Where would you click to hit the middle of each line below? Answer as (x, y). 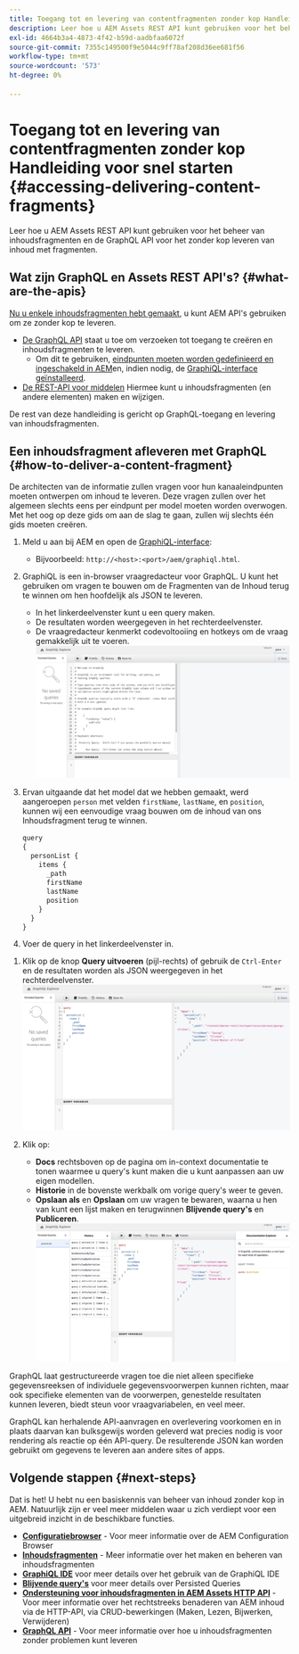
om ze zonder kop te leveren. (63, 322)
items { (53, 864)
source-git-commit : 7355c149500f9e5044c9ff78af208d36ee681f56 (127, 47)
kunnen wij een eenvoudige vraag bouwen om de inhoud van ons (142, 811)
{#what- (265, 278)
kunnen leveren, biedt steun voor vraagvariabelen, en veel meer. (127, 1404)
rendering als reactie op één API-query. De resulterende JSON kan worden (146, 1440)
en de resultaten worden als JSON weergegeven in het (122, 970)
